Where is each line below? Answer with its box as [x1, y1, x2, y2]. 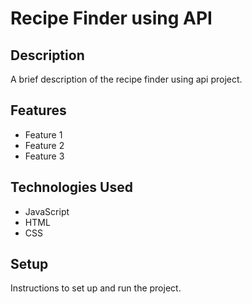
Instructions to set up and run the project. [10, 282, 182, 294]
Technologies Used [10, 179, 133, 196]
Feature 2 [24, 139, 65, 151]
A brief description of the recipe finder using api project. [10, 73, 243, 85]
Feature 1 [24, 128, 63, 141]
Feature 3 [24, 150, 65, 162]
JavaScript [24, 205, 70, 217]
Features [10, 102, 67, 119]
